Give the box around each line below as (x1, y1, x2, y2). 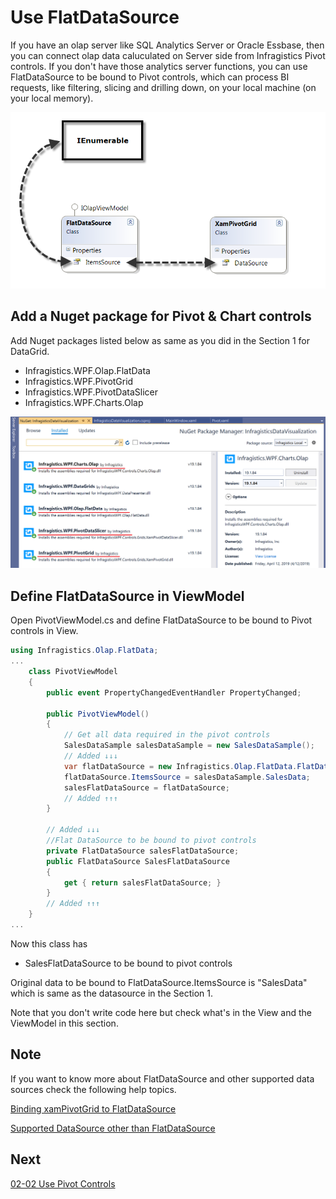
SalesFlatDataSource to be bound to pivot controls (24, 957, 233, 969)
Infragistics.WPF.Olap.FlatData (24, 364, 151, 376)
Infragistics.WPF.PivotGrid (24, 375, 134, 387)
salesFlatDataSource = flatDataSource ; (63, 782, 230, 793)
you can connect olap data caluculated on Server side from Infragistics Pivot (10, 49, 326, 61)
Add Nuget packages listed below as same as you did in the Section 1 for (10, 334, 310, 346)
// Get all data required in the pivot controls (63, 730, 271, 740)
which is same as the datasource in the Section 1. (10, 987, 213, 999)
